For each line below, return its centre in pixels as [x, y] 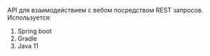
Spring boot [34, 31]
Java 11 [28, 46]
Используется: [29, 17]
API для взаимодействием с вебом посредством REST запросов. [105, 10]
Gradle [27, 38]
